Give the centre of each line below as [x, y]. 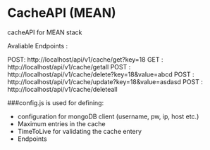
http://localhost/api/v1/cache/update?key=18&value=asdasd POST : [105, 81]
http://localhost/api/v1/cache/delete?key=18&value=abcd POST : [101, 74]
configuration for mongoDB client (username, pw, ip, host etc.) [108, 116]
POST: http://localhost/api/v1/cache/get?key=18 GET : [85, 59]
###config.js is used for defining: [56, 102]
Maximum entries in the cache [61, 123]
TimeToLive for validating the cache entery [80, 131]
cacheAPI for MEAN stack [45, 32]
